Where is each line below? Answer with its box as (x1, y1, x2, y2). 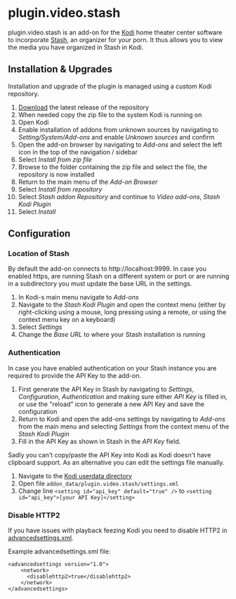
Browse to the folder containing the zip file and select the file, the (18, 163, 208, 171)
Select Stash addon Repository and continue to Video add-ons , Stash (18, 192, 221, 201)
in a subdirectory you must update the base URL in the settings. (8, 279, 192, 288)
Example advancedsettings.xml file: (8, 547, 111, 556)
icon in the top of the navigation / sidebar (18, 147, 138, 156)
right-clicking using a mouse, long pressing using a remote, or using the (18, 308, 227, 316)
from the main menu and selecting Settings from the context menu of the (18, 422, 230, 431)
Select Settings (18, 323, 63, 331)
